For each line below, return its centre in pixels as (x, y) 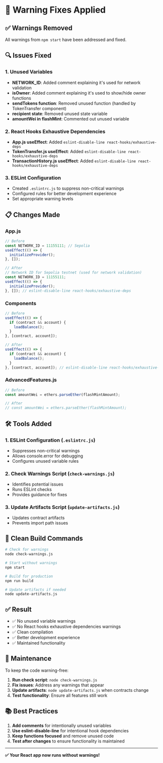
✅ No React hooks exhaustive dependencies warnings (66, 626)
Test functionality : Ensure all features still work (60, 695)
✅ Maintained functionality (39, 643)
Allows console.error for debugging (48, 456)
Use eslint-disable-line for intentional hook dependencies (70, 730)
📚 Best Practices (32, 711)
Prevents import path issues (40, 523)
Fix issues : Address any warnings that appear (58, 685)
